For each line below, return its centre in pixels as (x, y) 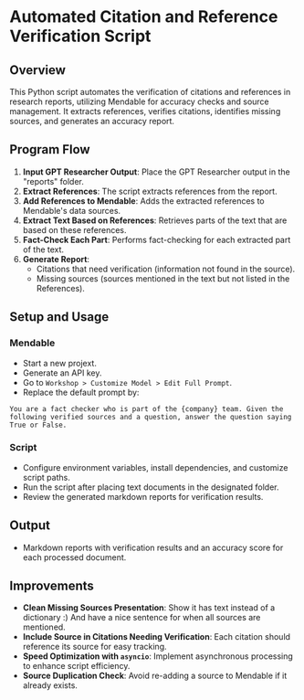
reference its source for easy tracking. (94, 647)
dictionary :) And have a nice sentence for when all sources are (142, 618)
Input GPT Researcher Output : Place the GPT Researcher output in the (156, 172)
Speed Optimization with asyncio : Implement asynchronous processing (158, 656)
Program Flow (50, 149)
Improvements (52, 586)
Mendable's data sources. (72, 210)
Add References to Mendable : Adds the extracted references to (143, 201)
